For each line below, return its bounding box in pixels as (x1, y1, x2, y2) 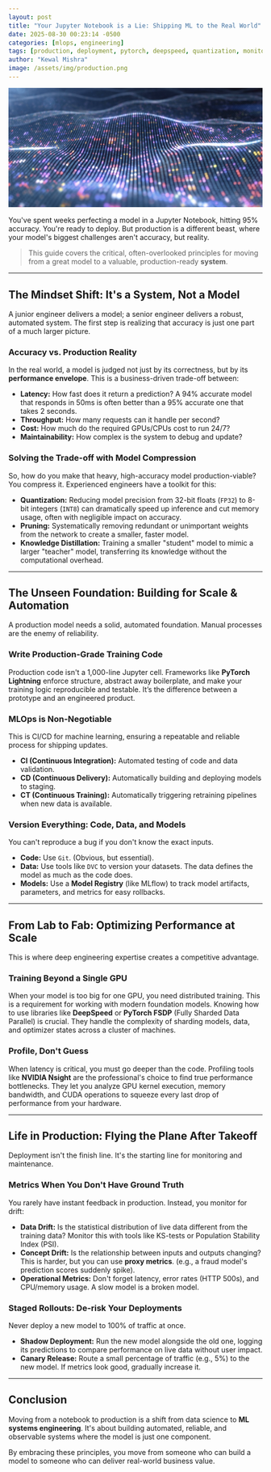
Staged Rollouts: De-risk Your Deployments (8, 1302, 183, 1314)
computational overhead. (19, 555, 104, 565)
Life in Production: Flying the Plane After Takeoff (8, 1129, 258, 1143)
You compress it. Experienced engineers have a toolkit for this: (8, 479, 217, 489)
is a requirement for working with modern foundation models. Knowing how (8, 999, 260, 1010)
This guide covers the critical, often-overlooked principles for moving (27, 248, 259, 258)
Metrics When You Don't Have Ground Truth (8, 1179, 184, 1191)
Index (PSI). (19, 1239, 59, 1249)
